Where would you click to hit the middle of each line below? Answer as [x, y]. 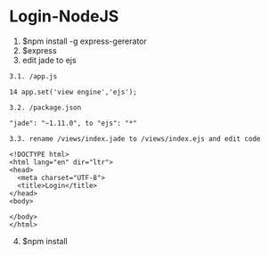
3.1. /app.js [33, 76]
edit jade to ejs [49, 60]
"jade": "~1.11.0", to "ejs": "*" [73, 123]
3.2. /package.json [45, 107]
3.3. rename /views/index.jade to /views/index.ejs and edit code [135, 139]
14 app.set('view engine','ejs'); [73, 92]
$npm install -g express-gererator [84, 41]
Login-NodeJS [64, 16]
